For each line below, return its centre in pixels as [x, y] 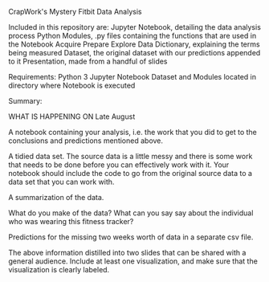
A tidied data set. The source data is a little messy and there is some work [130, 156]
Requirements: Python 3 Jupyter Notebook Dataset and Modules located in [132, 77]
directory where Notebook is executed [72, 85]
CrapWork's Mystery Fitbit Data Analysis [75, 12]
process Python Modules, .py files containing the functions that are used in [132, 36]
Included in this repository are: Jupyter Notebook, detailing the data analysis [134, 27]
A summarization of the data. [56, 197]
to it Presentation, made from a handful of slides [88, 61]
